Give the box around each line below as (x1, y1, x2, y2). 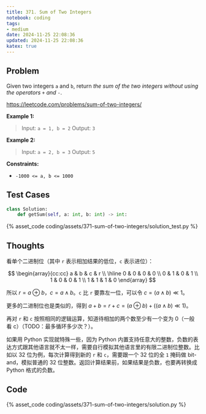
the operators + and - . (6, 88, 63, 96)
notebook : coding (6, 15, 51, 21)
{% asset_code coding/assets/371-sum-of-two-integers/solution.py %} (6, 401, 186, 408)
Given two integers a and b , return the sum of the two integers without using (6, 82, 199, 90)
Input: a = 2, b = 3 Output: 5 (21, 148, 96, 155)
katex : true (6, 44, 37, 50)
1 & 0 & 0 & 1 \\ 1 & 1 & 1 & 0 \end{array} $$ (50, 277, 156, 284)
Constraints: (6, 160, 39, 167)
